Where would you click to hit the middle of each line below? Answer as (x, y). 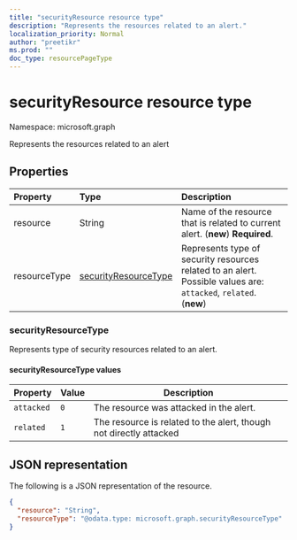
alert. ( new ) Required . (227, 234)
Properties (39, 172)
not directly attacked (136, 433)
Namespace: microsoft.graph (62, 127)
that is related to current (231, 222)
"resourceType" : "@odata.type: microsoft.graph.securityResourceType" (150, 519)
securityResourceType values (65, 369)
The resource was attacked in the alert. (175, 408)
